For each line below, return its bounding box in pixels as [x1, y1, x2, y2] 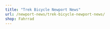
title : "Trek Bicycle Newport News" [5, 7, 81, 12]
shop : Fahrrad [5, 16, 35, 21]
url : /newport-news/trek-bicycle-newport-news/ [5, 12, 106, 17]
